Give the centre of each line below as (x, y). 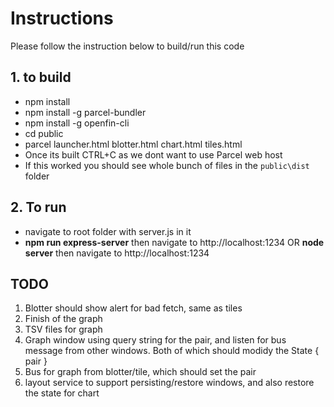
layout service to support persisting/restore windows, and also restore (169, 383)
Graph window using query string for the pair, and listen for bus (155, 340)
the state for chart (62, 393)
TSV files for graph (63, 329)
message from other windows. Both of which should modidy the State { (172, 351)
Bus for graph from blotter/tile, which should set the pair (140, 372)
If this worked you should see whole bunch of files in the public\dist (167, 165)
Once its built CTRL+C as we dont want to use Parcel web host (153, 154)
